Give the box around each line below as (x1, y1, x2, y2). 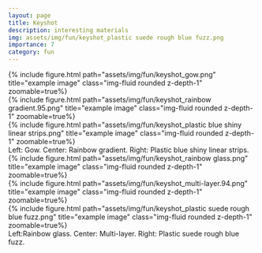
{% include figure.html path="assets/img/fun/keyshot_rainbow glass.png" (8, 154, 249, 162)
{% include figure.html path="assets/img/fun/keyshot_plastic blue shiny (8, 120, 242, 129)
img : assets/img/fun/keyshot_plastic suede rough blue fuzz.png (8, 33, 224, 42)
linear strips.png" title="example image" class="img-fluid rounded (8, 128, 223, 138)
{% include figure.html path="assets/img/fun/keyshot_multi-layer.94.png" (8, 179, 249, 188)
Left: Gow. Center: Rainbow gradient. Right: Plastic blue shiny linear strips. (8, 145, 249, 154)
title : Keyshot (8, 19, 58, 27)
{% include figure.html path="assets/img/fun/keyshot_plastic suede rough (8, 204, 250, 213)
